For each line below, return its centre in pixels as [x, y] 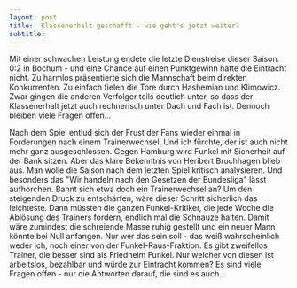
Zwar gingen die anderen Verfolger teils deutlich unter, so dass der [131, 97]
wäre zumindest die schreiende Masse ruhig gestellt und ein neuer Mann [142, 227]
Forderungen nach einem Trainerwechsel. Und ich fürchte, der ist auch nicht [148, 142]
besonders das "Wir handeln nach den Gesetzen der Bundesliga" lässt [138, 180]
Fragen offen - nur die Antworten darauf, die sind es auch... [117, 274]
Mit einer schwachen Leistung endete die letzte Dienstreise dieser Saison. [145, 59]
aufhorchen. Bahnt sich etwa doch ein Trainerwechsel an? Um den [131, 189]
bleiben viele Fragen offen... [60, 115]
